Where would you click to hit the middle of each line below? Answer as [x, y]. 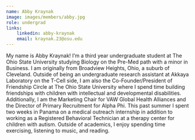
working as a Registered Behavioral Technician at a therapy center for [90, 118]
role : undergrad [26, 22]
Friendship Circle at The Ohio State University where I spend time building [95, 87]
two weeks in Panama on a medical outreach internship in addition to [90, 112]
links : [14, 28]
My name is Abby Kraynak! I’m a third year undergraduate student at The [94, 56]
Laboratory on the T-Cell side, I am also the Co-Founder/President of [89, 81]
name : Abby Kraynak [30, 11]
